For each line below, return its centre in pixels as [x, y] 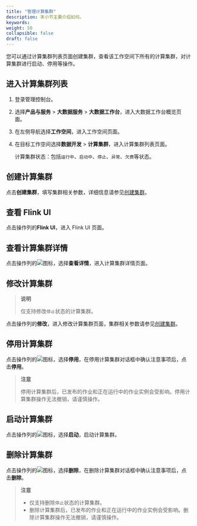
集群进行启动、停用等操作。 [44, 63]
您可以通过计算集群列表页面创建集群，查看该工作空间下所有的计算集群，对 [96, 56]
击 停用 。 [16, 366]
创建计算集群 [29, 177]
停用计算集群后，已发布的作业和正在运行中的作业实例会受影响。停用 [103, 391]
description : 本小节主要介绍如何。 [45, 17]
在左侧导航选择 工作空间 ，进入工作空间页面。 [69, 131]
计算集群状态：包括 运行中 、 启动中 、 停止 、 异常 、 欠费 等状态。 [84, 156]
